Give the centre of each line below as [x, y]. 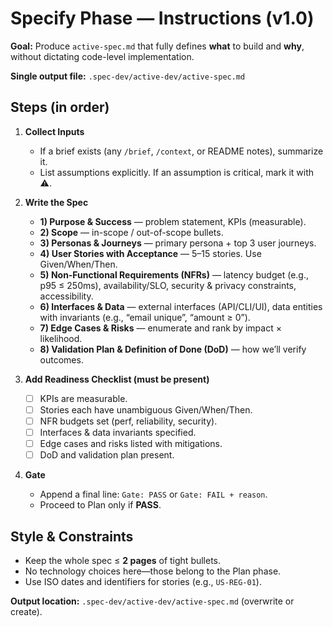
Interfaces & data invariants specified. [118, 432]
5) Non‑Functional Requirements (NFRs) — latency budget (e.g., [174, 274]
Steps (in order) [60, 107]
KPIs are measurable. [83, 398]
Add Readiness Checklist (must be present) [117, 379]
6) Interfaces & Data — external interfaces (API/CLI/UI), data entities [181, 306]
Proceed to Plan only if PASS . [100, 505]
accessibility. [66, 296]
